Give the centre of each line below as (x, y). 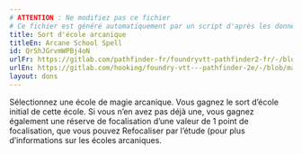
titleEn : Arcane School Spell (66, 43)
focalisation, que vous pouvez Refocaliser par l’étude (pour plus (127, 131)
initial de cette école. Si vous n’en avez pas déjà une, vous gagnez (132, 111)
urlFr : (22, 59)
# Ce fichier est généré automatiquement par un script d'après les (140, 26)
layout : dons (34, 77)
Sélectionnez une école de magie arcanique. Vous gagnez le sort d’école (144, 102)
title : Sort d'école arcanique (68, 34)
